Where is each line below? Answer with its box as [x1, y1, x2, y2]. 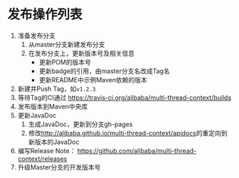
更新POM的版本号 [38, 57, 91, 66]
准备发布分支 [17, 31, 55, 40]
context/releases [17, 154, 68, 163]
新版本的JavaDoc [28, 138, 80, 146]
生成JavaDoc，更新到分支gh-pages [28, 120, 133, 128]
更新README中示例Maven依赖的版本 [38, 75, 147, 84]
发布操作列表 [7, 6, 83, 23]
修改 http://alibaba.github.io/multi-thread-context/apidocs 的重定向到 [28, 128, 228, 137]
